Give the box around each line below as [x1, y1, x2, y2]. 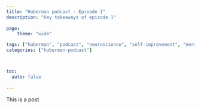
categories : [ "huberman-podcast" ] [6, 47, 93, 54]
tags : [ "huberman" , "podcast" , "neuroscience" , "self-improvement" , [6, 42, 181, 48]
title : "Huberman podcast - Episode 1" [6, 8, 106, 15]
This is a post [6, 96, 39, 103]
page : [6, 25, 20, 32]
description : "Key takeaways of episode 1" [6, 14, 117, 20]
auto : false [11, 74, 42, 80]
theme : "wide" [17, 31, 52, 37]
